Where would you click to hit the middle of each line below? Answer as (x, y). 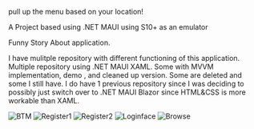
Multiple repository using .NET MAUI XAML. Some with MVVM (111, 67)
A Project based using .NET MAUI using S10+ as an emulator (108, 27)
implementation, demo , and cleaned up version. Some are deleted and (125, 75)
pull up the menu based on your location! (76, 12)
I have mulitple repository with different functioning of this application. (124, 58)
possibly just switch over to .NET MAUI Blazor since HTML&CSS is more (127, 92)
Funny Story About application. (59, 42)
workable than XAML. (44, 101)
